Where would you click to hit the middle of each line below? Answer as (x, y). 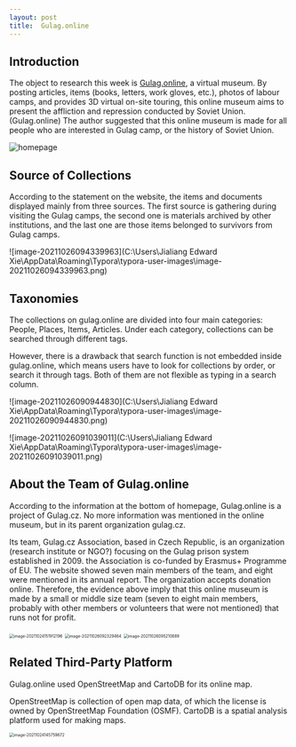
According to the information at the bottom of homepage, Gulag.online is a (145, 505)
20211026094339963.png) (59, 271)
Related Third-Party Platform (91, 663)
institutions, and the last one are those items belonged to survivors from (141, 225)
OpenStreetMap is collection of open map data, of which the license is (138, 701)
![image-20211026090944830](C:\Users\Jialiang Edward (113, 401)
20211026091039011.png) (56, 456)
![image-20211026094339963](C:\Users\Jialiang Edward (113, 252)
